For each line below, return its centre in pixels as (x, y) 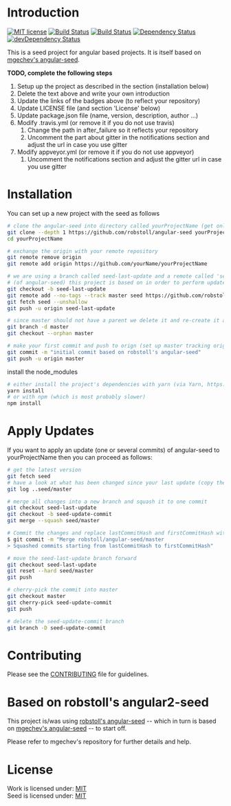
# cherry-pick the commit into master (63, 590)
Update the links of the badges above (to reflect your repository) (109, 100)
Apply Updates (51, 431)
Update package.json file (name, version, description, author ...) (108, 115)
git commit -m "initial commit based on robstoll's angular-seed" (104, 352)
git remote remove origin (44, 258)
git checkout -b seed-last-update (57, 289)
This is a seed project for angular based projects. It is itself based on (104, 52)
